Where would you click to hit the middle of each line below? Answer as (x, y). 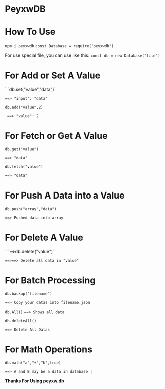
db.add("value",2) (24, 108)
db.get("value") (22, 149)
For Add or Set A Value (53, 75)
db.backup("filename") (29, 294)
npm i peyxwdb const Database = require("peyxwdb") (59, 46)
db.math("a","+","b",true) (33, 363)
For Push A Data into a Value (65, 196)
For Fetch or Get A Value (57, 136)
